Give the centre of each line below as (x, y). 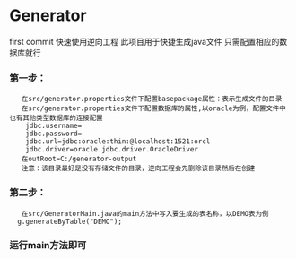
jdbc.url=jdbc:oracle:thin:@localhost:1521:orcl (118, 142)
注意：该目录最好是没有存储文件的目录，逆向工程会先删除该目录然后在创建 (138, 168)
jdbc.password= (54, 134)
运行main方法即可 (48, 246)
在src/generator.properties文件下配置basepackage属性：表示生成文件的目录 (152, 99)
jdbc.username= (54, 126)
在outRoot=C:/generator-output (79, 159)
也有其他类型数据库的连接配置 (56, 118)
